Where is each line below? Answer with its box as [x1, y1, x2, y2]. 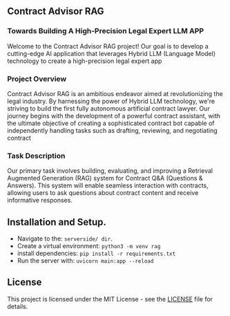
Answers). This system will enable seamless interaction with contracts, [7, 181, 209, 189]
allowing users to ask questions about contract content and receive [7, 189, 199, 197]
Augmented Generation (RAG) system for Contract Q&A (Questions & [7, 174, 203, 183]
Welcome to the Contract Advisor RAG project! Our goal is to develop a [7, 41, 209, 50]
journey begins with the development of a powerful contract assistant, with [7, 111, 221, 120]
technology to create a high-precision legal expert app [7, 57, 162, 65]
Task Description [7, 151, 66, 160]
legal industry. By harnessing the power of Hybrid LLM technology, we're [7, 97, 215, 105]
